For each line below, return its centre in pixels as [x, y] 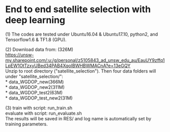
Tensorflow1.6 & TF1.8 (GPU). [36, 40]
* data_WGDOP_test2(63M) [34, 92]
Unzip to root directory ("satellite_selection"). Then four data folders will [81, 71]
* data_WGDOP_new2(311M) [35, 87]
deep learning [35, 20]
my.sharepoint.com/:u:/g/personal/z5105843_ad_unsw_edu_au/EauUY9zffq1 [85, 60]
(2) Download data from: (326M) [39, 49]
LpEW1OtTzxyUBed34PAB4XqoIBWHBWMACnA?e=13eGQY [68, 65]
